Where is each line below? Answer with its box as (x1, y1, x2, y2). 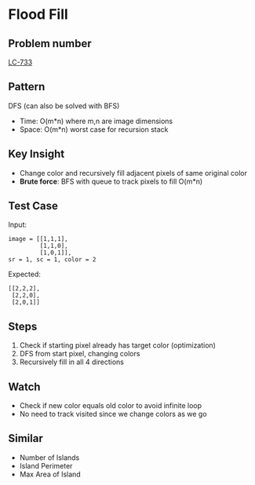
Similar (8, 432, 43, 445)
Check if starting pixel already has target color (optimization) (19, 341, 216, 350)
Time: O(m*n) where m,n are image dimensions (19, 116, 173, 126)
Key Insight (8, 148, 65, 161)
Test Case (8, 199, 59, 213)
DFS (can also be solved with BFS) (8, 100, 120, 111)
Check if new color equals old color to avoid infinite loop (19, 401, 202, 410)
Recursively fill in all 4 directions (19, 357, 124, 366)
